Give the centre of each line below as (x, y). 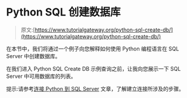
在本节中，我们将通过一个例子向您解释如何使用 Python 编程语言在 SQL (93, 49)
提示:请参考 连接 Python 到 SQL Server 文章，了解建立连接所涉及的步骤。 (95, 88)
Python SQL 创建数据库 (63, 12)
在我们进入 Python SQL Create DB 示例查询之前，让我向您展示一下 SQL (93, 68)
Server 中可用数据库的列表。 (41, 76)
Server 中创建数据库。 (33, 56)
